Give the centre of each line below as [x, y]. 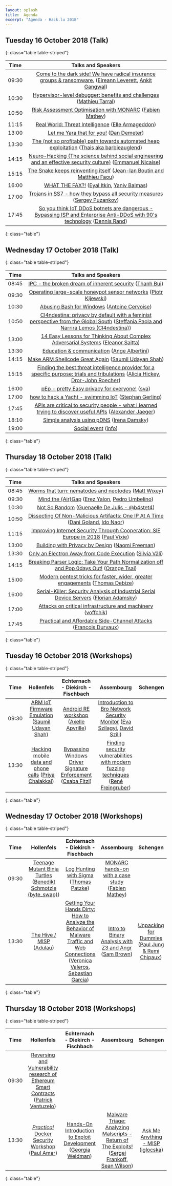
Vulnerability [43, 1068]
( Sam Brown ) [117, 954]
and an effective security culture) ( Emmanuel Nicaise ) [96, 162]
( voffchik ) [96, 612]
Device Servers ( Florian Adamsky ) [96, 597]
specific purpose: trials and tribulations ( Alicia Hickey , [96, 374]
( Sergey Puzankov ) [96, 200]
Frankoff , [117, 1159]
